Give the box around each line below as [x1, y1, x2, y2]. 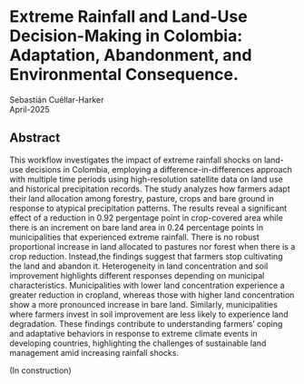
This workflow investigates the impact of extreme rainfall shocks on [9, 154, 263, 165]
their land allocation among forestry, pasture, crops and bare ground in [9, 192, 275, 203]
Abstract [9, 130, 61, 146]
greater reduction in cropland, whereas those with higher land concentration [9, 289, 295, 300]
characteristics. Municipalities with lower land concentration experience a [9, 280, 285, 290]
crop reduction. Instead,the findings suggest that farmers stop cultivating [9, 251, 283, 261]
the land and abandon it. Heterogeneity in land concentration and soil [9, 261, 269, 271]
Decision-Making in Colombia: [9, 25, 243, 46]
